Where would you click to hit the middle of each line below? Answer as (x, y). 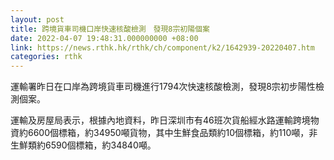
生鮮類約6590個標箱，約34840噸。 (83, 145)
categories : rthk (46, 57)
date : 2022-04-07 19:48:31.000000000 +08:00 (104, 38)
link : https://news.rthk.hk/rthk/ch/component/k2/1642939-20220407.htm (162, 47)
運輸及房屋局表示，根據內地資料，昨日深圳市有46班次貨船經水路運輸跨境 (160, 120)
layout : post (37, 19)
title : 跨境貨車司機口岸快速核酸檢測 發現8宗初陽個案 (110, 29)
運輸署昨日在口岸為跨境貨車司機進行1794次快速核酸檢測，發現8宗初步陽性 (163, 87)
